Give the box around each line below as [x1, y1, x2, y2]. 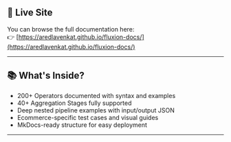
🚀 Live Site [7, 7, 53, 19]
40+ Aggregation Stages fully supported [16, 99, 132, 107]
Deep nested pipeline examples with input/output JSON [16, 106, 175, 114]
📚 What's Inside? [7, 70, 85, 82]
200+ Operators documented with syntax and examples [16, 91, 176, 99]
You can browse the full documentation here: [7, 25, 135, 33]
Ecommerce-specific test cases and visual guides [16, 113, 159, 121]
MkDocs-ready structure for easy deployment [16, 121, 148, 129]
